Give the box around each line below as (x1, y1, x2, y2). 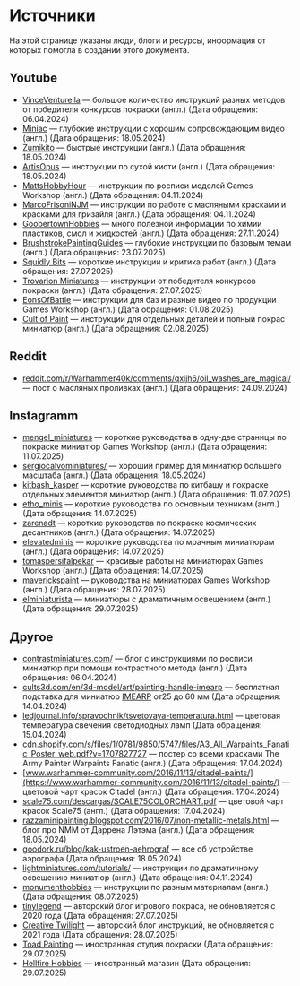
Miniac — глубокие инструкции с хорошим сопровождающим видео (21, 123, 285, 134)
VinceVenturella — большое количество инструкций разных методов (21, 94, 286, 105)
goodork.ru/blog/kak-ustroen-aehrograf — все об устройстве (21, 843, 253, 854)
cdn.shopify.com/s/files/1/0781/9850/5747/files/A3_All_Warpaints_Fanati (21, 739, 290, 749)
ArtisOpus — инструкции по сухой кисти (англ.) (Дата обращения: (21, 160, 276, 171)
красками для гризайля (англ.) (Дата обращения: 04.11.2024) (21, 208, 257, 220)
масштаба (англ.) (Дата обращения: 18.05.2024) (21, 470, 206, 480)
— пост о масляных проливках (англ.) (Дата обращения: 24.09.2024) (21, 382, 287, 393)
